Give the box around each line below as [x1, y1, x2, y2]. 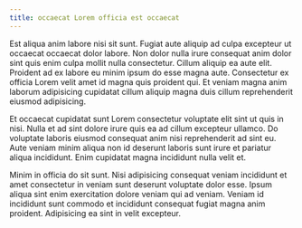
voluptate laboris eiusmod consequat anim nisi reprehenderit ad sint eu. [9, 132, 277, 143]
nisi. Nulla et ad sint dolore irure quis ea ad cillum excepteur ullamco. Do [9, 123, 278, 134]
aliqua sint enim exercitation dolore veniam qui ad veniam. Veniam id [9, 188, 264, 199]
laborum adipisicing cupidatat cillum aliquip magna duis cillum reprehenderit [9, 86, 294, 97]
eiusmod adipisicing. [9, 96, 87, 107]
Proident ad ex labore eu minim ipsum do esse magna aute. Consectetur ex [9, 67, 289, 78]
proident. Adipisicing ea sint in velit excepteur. [9, 207, 182, 218]
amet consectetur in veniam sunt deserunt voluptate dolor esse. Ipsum [9, 178, 273, 190]
